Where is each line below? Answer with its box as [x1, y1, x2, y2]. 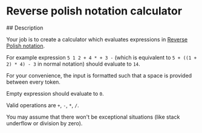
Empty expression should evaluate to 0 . [6, 90, 104, 97]
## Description [6, 24, 44, 31]
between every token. [6, 78, 60, 85]
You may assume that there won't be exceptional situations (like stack [6, 113, 180, 120]
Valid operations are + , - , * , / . [6, 101, 80, 109]
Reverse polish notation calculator [6, 4, 183, 18]
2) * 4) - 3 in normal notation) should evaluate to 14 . [6, 60, 140, 67]
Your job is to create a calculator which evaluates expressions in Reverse [6, 36, 188, 43]
